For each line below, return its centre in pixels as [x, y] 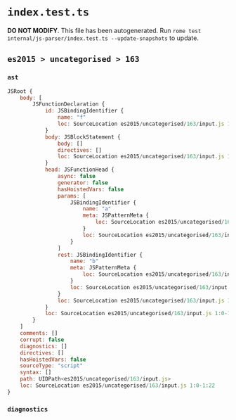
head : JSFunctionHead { [79, 170]
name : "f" [72, 117]
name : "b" [84, 261]
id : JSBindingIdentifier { [84, 111]
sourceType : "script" [51, 366]
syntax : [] [36, 373]
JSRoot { [20, 91]
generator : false [83, 183]
